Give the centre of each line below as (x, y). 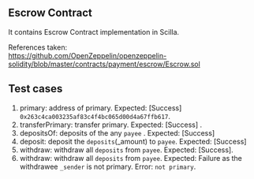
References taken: (38, 47)
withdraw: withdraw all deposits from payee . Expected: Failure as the (131, 158)
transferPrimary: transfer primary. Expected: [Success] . (111, 125)
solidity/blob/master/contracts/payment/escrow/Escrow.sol (105, 64)
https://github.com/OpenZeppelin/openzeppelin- (88, 55)
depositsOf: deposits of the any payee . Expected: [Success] (117, 132)
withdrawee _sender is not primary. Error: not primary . (108, 166)
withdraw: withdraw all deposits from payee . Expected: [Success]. (127, 150)
